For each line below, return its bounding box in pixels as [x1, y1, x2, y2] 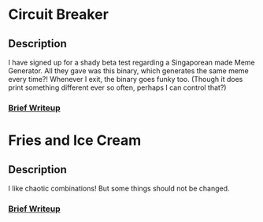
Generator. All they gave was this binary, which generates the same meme [8, 66, 250, 76]
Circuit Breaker [8, 6, 109, 24]
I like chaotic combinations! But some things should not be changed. [8, 183, 230, 193]
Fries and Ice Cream [8, 131, 142, 150]
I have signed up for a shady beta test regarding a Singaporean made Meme [8, 57, 256, 67]
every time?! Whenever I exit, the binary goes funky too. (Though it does [8, 75, 243, 83]
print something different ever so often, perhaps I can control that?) [8, 83, 227, 92]
